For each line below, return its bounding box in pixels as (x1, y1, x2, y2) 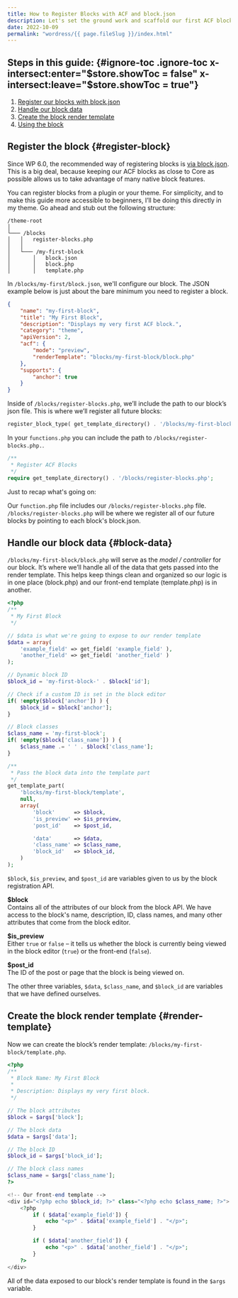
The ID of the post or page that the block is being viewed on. (7, 968, 184, 976)
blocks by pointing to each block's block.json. (7, 516, 142, 525)
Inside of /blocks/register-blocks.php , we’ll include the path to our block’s (7, 399, 227, 408)
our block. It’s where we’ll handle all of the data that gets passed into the (7, 563, 219, 572)
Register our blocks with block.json (17, 97, 120, 107)
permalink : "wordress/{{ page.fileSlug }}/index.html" (7, 30, 173, 38)
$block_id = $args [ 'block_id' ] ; (7, 1152, 103, 1160)
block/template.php (7, 1049, 65, 1056)
